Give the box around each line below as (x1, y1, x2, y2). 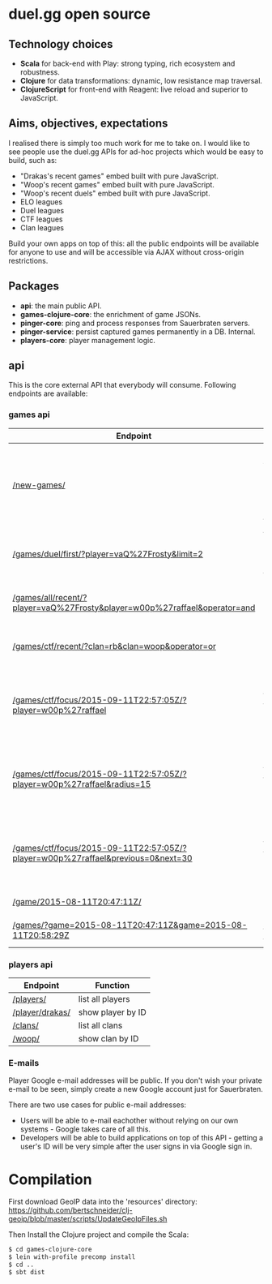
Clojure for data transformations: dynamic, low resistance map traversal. (19, 76, 263, 85)
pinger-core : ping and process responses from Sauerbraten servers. (19, 318, 251, 328)
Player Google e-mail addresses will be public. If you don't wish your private (8, 1076, 263, 1085)
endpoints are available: (8, 389, 88, 398)
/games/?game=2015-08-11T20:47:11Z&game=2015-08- (12, 919, 248, 930)
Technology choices (8, 37, 113, 51)
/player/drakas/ (12, 1007, 71, 1018)
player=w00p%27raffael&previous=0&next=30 (12, 852, 193, 864)
